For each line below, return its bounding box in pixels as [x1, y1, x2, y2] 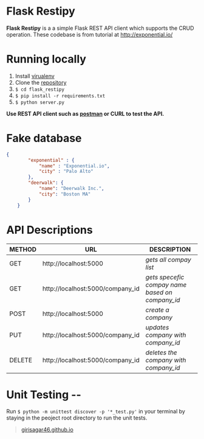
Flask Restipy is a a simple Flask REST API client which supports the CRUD [6, 24, 194, 32]
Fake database [6, 132, 82, 146]
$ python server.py [15, 99, 65, 105]
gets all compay [145, 255, 191, 264]
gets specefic [145, 273, 185, 281]
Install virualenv [15, 72, 55, 80]
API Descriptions [6, 223, 93, 237]
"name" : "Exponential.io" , [38, 163, 110, 169]
